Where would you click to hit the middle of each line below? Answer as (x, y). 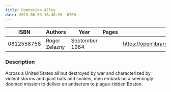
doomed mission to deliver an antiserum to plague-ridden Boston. (74, 84)
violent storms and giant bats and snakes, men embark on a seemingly (79, 78)
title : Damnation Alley (31, 10)
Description (20, 62)
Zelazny (55, 47)
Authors (56, 32)
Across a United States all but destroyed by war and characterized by (78, 73)
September (84, 40)
